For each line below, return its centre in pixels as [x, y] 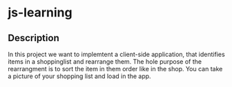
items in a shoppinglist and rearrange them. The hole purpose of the [105, 62]
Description [33, 38]
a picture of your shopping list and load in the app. [79, 76]
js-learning [40, 13]
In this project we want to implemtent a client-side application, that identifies [116, 54]
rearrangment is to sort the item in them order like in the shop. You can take [115, 69]
